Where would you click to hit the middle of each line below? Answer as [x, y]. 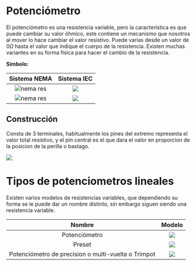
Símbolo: [17, 64]
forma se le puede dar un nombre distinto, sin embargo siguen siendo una [97, 204]
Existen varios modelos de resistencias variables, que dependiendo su [92, 197]
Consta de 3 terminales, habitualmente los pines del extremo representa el [97, 133]
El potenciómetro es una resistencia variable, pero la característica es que [97, 27]
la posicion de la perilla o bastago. [48, 146]
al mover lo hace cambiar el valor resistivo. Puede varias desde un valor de [98, 40]
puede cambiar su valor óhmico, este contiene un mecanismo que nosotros [98, 33]
